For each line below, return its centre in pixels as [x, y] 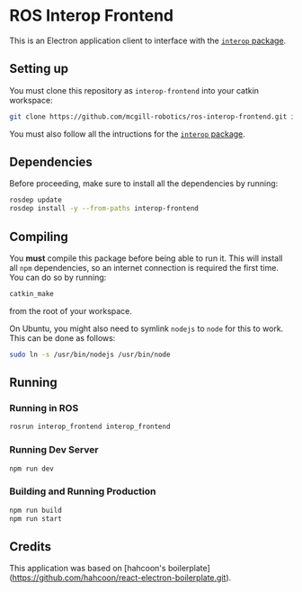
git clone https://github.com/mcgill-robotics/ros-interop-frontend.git [148, 117]
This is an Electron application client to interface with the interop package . [148, 40]
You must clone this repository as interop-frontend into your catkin [134, 90]
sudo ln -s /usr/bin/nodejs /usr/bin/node [90, 354]
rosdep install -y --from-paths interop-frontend [104, 209]
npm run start [36, 518]
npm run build [36, 510]
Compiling [39, 236]
